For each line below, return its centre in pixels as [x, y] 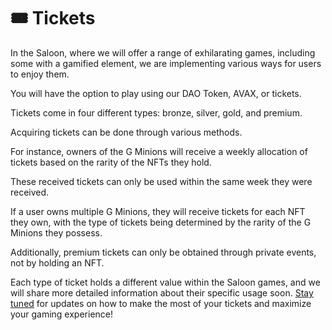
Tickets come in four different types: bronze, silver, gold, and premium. [156, 112]
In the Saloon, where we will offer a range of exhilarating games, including [163, 52]
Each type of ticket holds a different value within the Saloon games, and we [165, 282]
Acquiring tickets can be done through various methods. [126, 132]
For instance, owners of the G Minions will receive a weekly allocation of [159, 151]
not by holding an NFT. [57, 262]
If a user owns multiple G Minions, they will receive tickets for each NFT [158, 211]
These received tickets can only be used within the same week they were [161, 181]
